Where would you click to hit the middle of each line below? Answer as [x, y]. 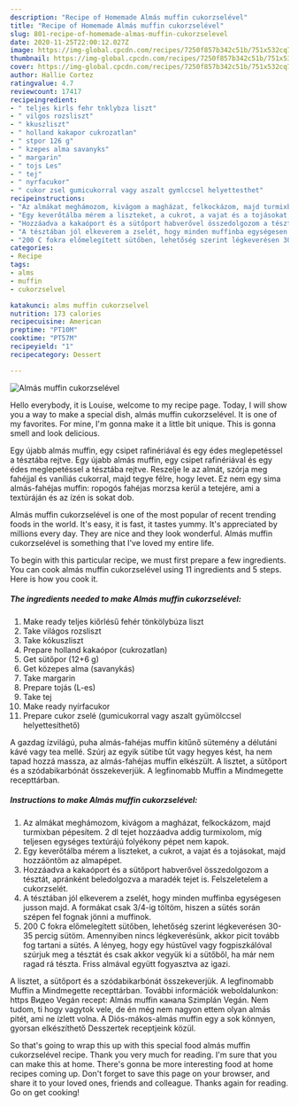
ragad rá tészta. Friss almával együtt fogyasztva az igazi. [126, 963]
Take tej [37, 697]
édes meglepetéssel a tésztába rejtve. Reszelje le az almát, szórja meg [139, 469]
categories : [32, 248]
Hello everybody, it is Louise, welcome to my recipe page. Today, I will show [149, 405]
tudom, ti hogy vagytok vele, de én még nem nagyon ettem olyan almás [140, 1009]
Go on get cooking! [45, 1092]
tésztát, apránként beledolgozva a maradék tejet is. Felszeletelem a [145, 879]
